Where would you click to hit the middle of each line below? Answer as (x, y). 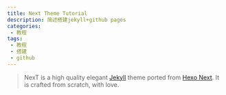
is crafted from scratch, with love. (71, 84)
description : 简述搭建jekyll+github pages (67, 20)
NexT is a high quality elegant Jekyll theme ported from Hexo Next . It (122, 77)
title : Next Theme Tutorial (47, 13)
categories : (24, 26)
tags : (15, 39)
